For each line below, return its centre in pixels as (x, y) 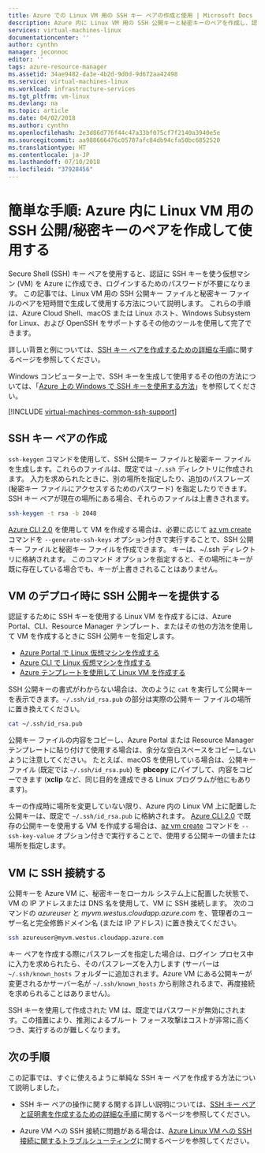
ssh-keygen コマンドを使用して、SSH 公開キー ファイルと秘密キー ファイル (130, 459)
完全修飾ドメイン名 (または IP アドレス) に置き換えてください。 (138, 923)
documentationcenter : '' (49, 37)
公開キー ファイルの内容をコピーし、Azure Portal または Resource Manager (131, 740)
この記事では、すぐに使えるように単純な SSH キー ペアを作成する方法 (121, 1077)
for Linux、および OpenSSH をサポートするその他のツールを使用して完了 (127, 323)
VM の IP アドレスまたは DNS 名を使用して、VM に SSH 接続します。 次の (128, 903)
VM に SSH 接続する (57, 873)
